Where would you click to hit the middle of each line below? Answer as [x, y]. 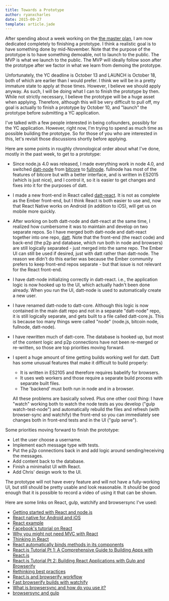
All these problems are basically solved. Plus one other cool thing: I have [88, 399]
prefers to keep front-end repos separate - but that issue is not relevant [87, 265]
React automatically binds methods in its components [68, 545]
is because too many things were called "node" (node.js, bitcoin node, [86, 322]
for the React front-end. [37, 270]
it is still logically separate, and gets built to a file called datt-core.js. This [88, 316]
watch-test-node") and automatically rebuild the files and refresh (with [86, 409]
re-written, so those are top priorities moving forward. [68, 348]
